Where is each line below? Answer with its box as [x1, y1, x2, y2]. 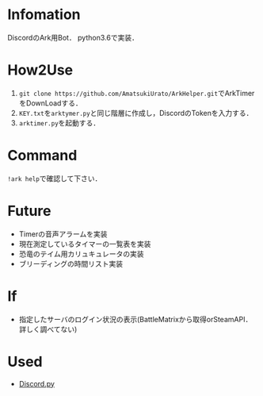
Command [7, 147, 78, 164]
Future [7, 202, 52, 220]
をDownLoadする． [18, 98, 82, 108]
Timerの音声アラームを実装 [18, 229, 108, 239]
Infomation [7, 6, 81, 24]
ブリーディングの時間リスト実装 [18, 259, 124, 268]
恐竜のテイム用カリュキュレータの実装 [18, 248, 144, 259]
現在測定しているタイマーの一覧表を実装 [18, 239, 151, 248]
